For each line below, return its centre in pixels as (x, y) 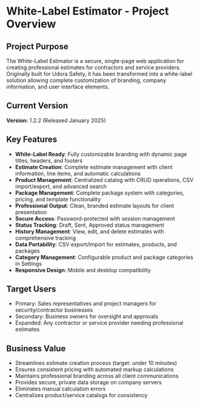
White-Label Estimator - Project (88, 11)
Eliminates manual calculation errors (60, 389)
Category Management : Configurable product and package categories (104, 257)
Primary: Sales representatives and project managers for (85, 304)
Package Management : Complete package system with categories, (100, 193)
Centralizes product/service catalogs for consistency (81, 395)
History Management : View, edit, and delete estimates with (90, 231)
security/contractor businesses (54, 310)
